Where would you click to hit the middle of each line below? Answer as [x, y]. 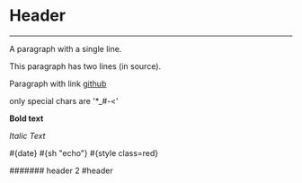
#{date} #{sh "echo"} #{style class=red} [84, 152]
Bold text [27, 118]
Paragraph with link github [58, 83]
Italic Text [27, 135]
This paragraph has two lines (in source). [85, 66]
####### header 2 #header [62, 170]
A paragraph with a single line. [66, 48]
